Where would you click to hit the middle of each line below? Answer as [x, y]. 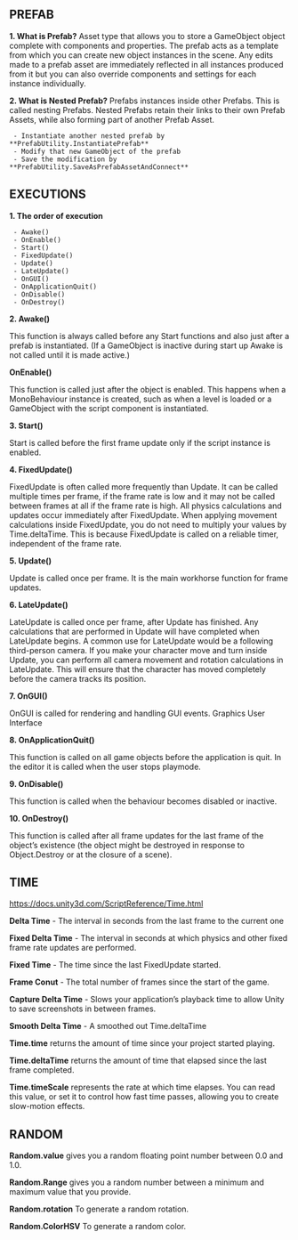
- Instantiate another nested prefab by [89, 136]
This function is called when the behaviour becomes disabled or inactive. [143, 801]
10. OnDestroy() [39, 818]
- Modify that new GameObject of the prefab [97, 151]
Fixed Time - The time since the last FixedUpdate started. [115, 965]
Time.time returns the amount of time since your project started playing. [142, 1043]
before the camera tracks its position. [78, 678]
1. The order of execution [56, 215]
